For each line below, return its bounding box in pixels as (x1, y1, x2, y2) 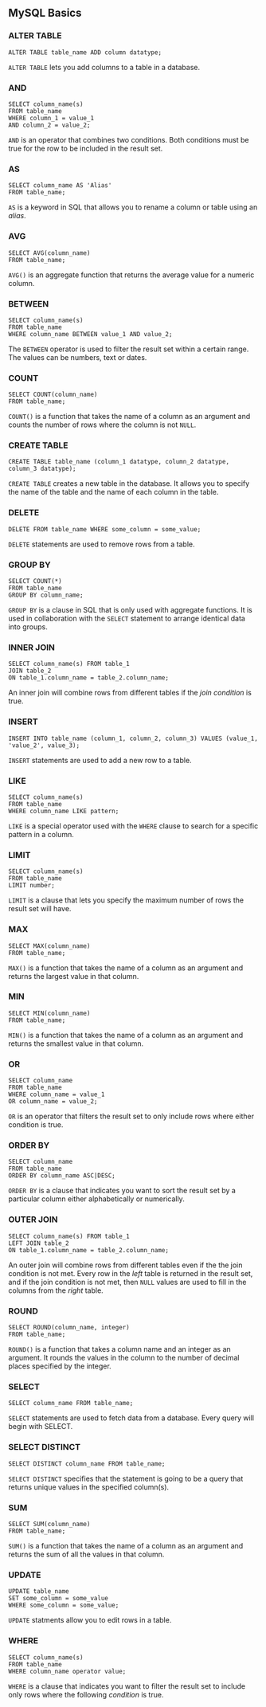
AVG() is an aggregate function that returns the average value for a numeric (8, 270, 255, 280)
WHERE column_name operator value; (8, 1667, 127, 1675)
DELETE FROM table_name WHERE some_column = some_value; (8, 525, 201, 533)
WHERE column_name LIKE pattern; (8, 807, 119, 815)
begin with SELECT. (8, 1422, 73, 1431)
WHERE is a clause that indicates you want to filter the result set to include (8, 1681, 245, 1691)
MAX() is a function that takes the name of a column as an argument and (8, 963, 244, 973)
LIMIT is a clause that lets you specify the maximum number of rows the (8, 895, 244, 905)
